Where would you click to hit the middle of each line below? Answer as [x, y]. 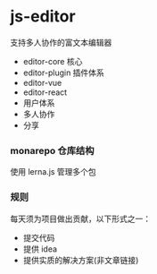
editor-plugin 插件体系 [64, 73]
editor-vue [42, 82]
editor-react [45, 92]
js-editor [43, 17]
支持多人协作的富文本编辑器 [61, 42]
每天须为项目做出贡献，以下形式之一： [80, 218]
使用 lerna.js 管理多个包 [53, 172]
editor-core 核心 [53, 61]
